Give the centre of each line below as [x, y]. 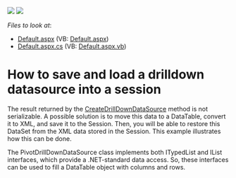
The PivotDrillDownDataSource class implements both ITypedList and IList [115, 152]
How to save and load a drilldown [106, 75]
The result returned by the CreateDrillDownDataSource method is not [108, 109]
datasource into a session [84, 89]
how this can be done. [39, 138]
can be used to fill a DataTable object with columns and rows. [96, 167]
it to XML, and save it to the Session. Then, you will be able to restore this [114, 123]
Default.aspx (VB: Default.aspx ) [63, 39]
